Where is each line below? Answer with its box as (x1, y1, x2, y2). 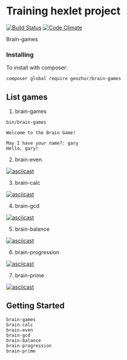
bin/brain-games (6, 120, 47, 126)
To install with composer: (6, 64, 68, 71)
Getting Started (6, 301, 65, 311)
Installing (6, 50, 34, 59)
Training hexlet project (6, 4, 121, 18)
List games (6, 91, 48, 102)
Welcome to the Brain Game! (6, 130, 76, 136)
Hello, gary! (6, 145, 39, 152)
